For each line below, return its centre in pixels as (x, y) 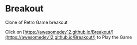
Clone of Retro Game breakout (36, 22)
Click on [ (15, 32)
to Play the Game (114, 37)
